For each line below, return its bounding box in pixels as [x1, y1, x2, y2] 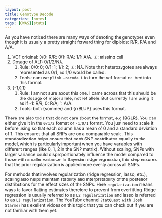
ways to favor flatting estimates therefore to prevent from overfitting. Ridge [5, 187, 156, 193]
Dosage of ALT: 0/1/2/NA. [12, 59, 63, 65]
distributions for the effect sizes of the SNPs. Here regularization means [5, 181, 153, 188]
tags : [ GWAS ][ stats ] [5, 20, 47, 26]
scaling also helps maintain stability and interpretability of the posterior [5, 177, 148, 182]
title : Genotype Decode [5, 12, 54, 17]
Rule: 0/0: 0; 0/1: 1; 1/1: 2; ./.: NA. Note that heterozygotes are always [19, 64, 157, 70]
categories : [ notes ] [5, 16, 47, 21]
